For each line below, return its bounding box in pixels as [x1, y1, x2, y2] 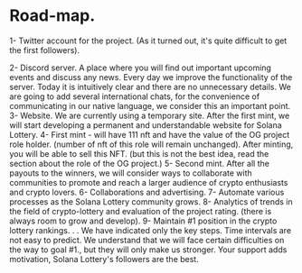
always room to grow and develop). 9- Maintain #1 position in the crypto [9, 215, 278, 226]
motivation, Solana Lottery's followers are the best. [9, 253, 199, 264]
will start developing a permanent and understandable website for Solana [9, 119, 282, 131]
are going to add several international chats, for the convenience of [9, 91, 260, 102]
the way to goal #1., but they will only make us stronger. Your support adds [9, 244, 288, 255]
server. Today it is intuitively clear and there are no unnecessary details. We [9, 81, 291, 92]
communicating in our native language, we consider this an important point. [9, 100, 291, 111]
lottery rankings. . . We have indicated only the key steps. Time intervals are [9, 224, 292, 235]
